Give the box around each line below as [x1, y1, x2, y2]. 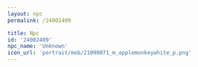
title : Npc [7, 30, 40, 37]
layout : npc [7, 10, 43, 18]
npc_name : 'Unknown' [7, 43, 69, 50]
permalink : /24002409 [7, 17, 72, 24]
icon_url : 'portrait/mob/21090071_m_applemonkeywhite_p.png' [7, 49, 192, 56]
